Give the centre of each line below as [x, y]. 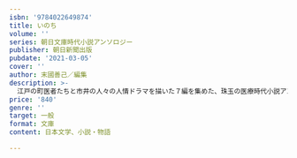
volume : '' [29, 34]
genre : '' [27, 108]
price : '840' [33, 99]
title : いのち [33, 26]
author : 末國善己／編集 [48, 75]
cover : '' [27, 67]
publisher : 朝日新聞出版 [51, 50]
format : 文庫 [32, 124]
